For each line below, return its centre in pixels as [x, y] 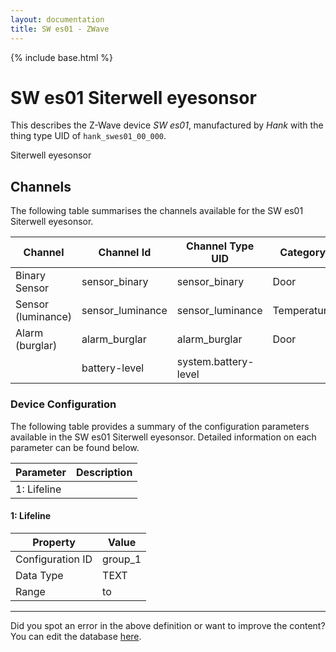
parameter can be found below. [75, 447]
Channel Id [125, 253]
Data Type [39, 575]
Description [104, 472]
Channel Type [220, 246]
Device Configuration [63, 404]
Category [303, 253]
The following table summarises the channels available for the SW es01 [157, 211]
